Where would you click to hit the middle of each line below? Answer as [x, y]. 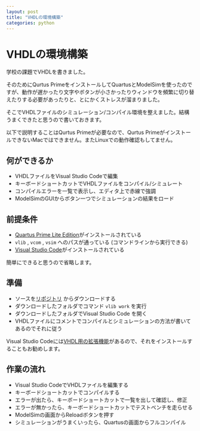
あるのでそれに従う [39, 328]
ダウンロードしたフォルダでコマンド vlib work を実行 [81, 306]
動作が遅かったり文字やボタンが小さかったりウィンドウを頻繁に [100, 92]
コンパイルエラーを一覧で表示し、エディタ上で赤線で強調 [85, 191]
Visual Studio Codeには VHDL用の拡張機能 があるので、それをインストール [97, 341]
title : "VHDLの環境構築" [35, 17]
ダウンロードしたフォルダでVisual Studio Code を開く [81, 313]
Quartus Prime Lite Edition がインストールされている [78, 234]
